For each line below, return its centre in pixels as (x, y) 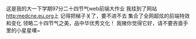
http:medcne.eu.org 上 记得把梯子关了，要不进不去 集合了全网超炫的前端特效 (98, 16)
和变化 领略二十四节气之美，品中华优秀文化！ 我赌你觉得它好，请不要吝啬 (94, 23)
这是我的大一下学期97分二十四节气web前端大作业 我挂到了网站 (82, 8)
